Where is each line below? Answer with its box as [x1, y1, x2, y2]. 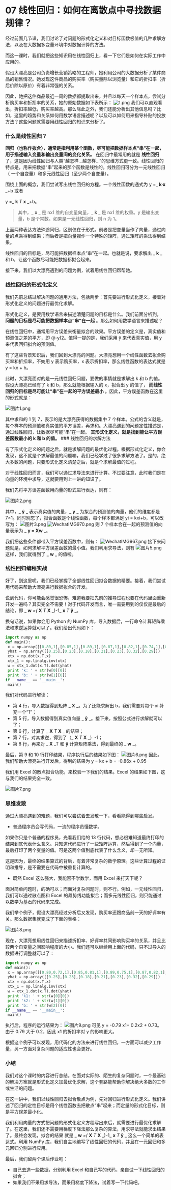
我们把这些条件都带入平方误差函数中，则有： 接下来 [5, 538, 161, 544]
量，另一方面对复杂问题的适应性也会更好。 [5, 1046, 95, 1052]
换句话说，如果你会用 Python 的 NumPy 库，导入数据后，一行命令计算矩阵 [5, 618, 161, 624]
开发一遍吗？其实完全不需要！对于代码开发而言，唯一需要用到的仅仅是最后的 [5, 601, 166, 607]
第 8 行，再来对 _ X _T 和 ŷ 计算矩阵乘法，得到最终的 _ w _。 [12, 741, 139, 747]
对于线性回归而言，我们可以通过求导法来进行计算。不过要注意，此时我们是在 [5, 469, 166, 476]
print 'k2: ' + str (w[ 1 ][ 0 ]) [7, 998, 70, 1003]
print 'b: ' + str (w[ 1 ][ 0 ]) [7, 673, 67, 678]
